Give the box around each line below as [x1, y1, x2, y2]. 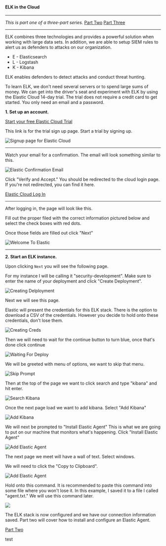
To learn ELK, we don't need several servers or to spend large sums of [5, 84, 149, 90]
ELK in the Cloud [5, 4, 40, 10]
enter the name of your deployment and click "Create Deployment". [5, 278, 142, 284]
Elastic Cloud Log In [5, 191, 46, 198]
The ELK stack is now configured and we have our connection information [5, 512, 156, 518]
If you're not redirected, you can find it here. [5, 182, 95, 188]
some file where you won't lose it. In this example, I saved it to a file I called [5, 488, 159, 494]
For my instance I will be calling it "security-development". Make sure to [5, 273, 152, 279]
